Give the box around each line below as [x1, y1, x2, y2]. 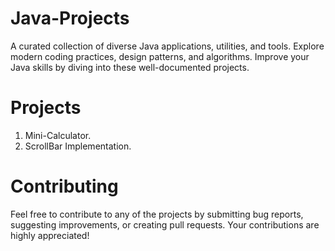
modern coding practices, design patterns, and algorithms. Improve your [10, 50, 310, 62]
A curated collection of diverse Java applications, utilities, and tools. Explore [10, 40, 325, 52]
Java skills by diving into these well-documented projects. [10, 61, 250, 73]
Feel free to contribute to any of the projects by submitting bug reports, [10, 208, 304, 220]
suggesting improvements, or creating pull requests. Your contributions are [10, 218, 320, 231]
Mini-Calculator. [24, 129, 92, 141]
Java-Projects [10, 7, 130, 30]
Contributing [10, 175, 119, 198]
